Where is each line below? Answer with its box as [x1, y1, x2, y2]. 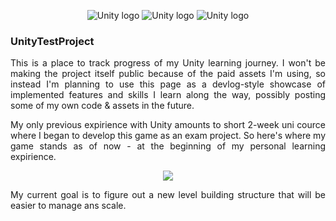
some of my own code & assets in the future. [10, 100, 195, 112]
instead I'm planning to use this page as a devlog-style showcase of [10, 78, 326, 90]
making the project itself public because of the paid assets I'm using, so [10, 68, 326, 80]
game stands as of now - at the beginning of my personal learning [10, 140, 326, 152]
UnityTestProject [10, 34, 95, 48]
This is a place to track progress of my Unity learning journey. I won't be [10, 57, 326, 69]
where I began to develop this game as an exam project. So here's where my [10, 130, 326, 142]
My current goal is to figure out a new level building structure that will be [10, 189, 326, 201]
